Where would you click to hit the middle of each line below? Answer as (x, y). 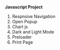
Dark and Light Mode (33, 32)
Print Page (22, 42)
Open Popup (25, 22)
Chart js (20, 27)
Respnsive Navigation (34, 16)
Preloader (22, 37)
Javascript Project (24, 7)
